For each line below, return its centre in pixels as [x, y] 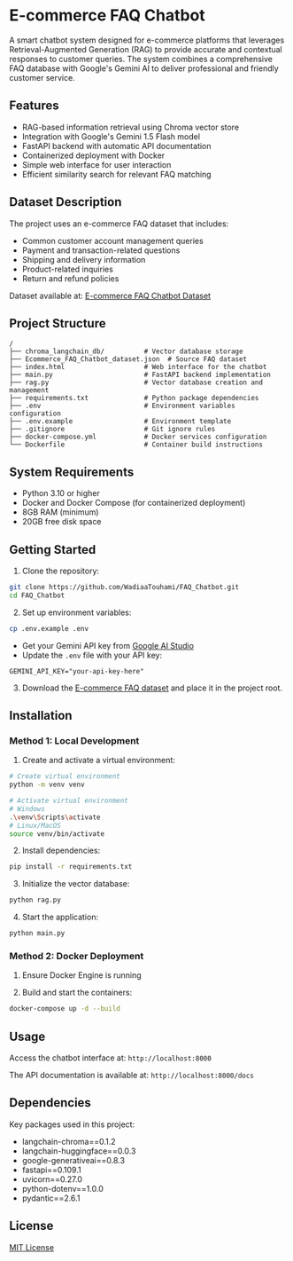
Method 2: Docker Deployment [77, 956]
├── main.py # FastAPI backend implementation [140, 375]
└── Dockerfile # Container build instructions [136, 445]
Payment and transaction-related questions [101, 250]
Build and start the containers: [77, 993]
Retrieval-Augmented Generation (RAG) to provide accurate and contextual [146, 49]
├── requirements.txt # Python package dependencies [134, 398]
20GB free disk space [62, 522]
